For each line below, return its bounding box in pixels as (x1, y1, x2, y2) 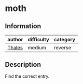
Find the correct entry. (5, 73, 50, 79)
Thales (7, 44, 23, 51)
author (7, 36, 23, 43)
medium (28, 44, 46, 51)
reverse (54, 44, 71, 51)
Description (5, 60, 41, 69)
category (54, 36, 76, 43)
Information (5, 22, 41, 30)
